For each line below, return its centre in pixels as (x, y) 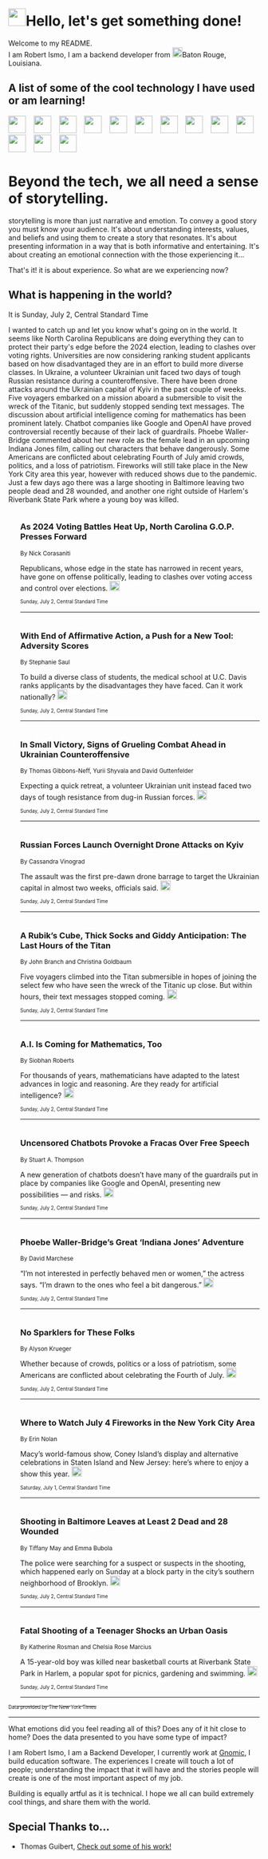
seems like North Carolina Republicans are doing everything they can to (126, 338)
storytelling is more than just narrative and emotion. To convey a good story (133, 220)
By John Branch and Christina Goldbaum (75, 961)
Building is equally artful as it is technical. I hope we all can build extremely (131, 1794)
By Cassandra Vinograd (52, 862)
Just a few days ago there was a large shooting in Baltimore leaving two (126, 482)
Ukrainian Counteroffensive (75, 755)
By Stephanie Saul (45, 662)
